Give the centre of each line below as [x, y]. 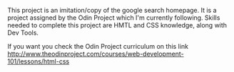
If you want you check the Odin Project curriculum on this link [98, 46]
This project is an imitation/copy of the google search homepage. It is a [112, 10]
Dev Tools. [23, 32]
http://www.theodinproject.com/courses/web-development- [96, 54]
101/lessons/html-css [39, 61]
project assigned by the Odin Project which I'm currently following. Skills [114, 18]
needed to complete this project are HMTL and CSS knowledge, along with [117, 25]
